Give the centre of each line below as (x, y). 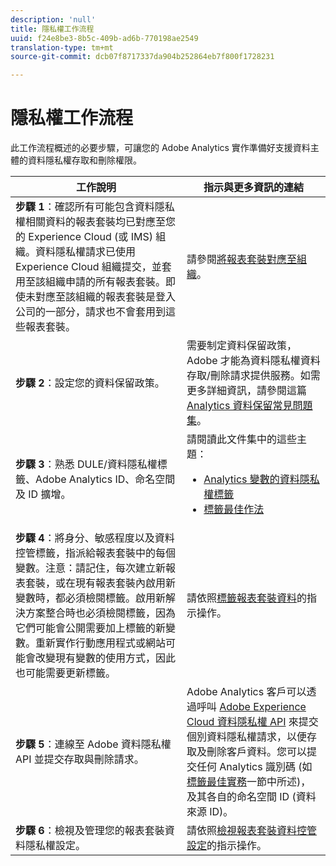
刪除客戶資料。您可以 (256, 752)
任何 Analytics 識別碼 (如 (254, 767)
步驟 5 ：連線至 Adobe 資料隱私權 (93, 744)
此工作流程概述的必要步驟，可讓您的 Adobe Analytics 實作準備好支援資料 (160, 148)
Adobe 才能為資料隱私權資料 (253, 361)
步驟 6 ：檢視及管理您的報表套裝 (90, 831)
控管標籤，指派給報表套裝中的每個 (96, 553)
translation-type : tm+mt (62, 47)
